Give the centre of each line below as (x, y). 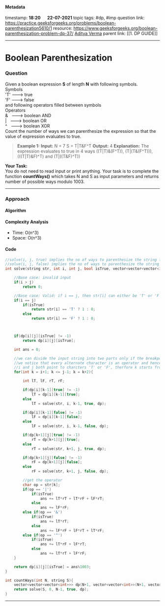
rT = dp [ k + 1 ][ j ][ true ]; (55, 439)
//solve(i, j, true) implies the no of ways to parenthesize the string (81, 260)
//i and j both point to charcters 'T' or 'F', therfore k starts (83, 367)
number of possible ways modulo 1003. (45, 182)
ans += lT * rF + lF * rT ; (63, 544)
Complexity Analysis (27, 222)
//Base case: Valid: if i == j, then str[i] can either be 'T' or (83, 296)
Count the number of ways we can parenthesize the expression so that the (81, 131)
